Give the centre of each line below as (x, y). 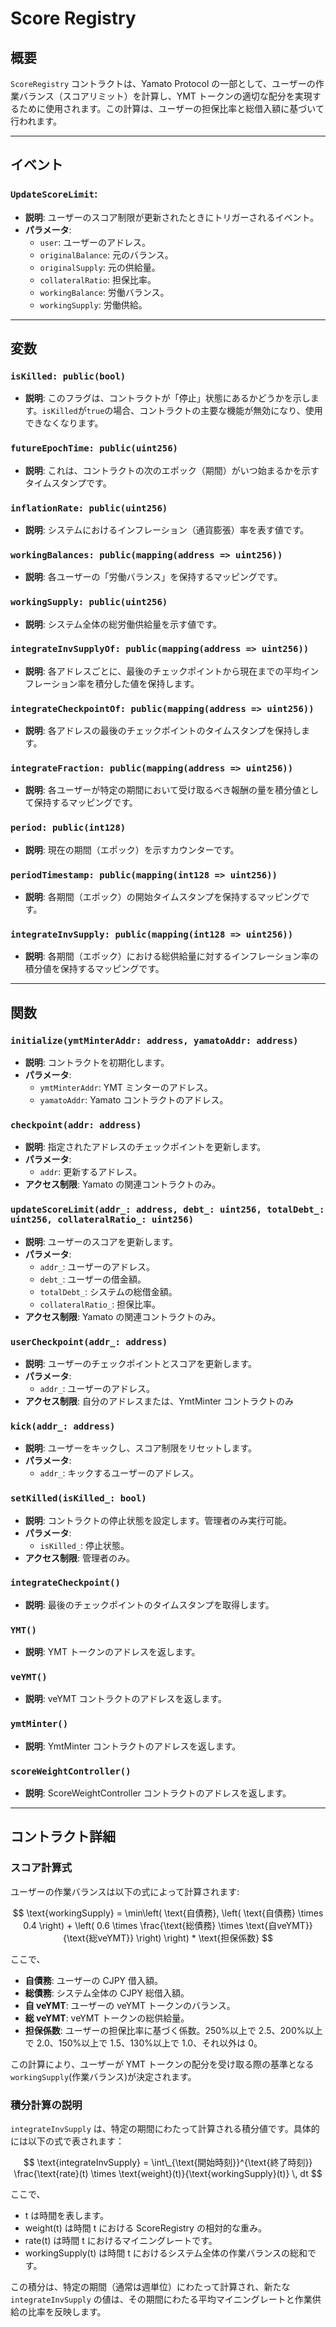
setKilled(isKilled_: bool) (78, 1498)
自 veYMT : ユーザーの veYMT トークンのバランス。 (130, 2005)
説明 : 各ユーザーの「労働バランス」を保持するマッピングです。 (153, 577)
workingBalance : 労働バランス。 (104, 292)
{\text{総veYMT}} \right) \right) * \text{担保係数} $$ (168, 1938)
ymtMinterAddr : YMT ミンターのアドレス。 (126, 1088)
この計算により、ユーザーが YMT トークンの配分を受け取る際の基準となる (162, 2064)
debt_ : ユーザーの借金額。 (93, 1279)
